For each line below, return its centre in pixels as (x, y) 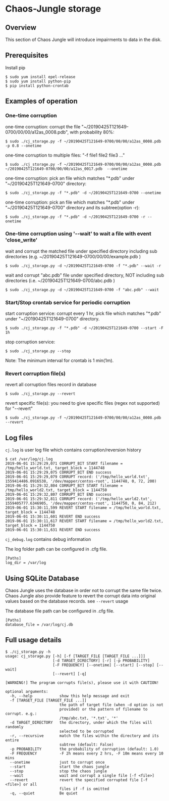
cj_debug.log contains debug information (48, 539)
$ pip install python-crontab (37, 86)
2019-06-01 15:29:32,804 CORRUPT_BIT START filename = (64, 486)
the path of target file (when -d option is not (111, 705)
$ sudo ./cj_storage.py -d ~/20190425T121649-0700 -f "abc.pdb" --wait (82, 290)
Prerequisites (27, 55)
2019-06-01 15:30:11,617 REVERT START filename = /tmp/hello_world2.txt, (84, 521)
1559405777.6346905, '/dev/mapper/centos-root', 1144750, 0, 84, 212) (81, 503)
